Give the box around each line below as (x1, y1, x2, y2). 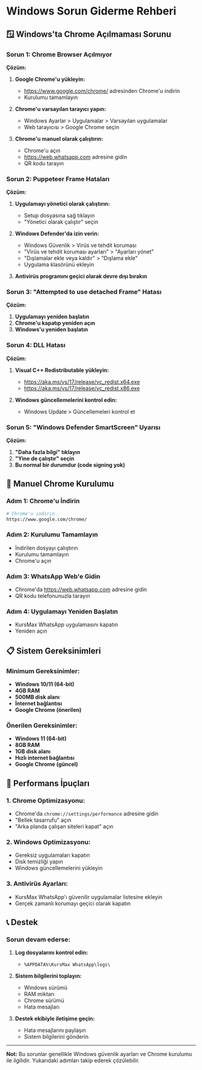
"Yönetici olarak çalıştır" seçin (23, 219, 99, 226)
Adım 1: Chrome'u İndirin (6, 497, 80, 505)
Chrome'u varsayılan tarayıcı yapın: (14, 105, 106, 112)
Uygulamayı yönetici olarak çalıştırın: (14, 200, 110, 208)
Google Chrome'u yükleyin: (14, 75, 85, 83)
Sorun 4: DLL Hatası (6, 341, 66, 350)
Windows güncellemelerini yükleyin (14, 865, 103, 872)
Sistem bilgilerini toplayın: (14, 972, 82, 979)
